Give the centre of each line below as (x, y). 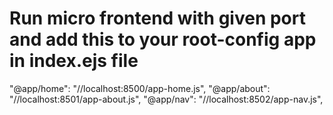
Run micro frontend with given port (157, 18)
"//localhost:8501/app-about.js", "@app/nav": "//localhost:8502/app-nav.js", (166, 99)
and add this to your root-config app (163, 39)
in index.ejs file (74, 61)
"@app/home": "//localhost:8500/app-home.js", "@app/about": (140, 88)
